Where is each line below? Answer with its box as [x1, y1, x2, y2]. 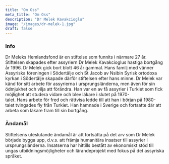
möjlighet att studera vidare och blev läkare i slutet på [5, 92, 117, 98]
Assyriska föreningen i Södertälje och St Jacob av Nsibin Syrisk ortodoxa [5, 70, 157, 76]
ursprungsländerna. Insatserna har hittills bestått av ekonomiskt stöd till [5, 142, 154, 148]
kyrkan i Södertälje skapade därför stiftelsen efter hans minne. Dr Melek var [5, 75, 163, 81]
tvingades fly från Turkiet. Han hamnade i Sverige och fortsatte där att [15, 102, 161, 108]
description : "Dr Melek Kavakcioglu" [5, 17, 85, 22]
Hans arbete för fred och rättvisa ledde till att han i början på [17, 97, 143, 103]
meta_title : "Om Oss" [5, 12, 51, 17]
